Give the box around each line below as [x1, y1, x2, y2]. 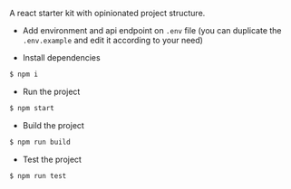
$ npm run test [9, 171, 67, 180]
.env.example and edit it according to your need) [22, 35, 204, 45]
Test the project [22, 154, 82, 165]
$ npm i [9, 70, 39, 79]
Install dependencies [22, 52, 102, 62]
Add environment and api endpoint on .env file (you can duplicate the [22, 25, 283, 35]
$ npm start [9, 103, 54, 112]
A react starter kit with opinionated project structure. [9, 8, 206, 18]
